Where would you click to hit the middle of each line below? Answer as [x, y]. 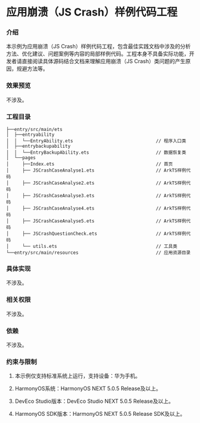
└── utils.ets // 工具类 [100, 247]
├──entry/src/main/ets [34, 130]
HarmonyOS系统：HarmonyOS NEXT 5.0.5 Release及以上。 [88, 388]
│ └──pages [21, 158]
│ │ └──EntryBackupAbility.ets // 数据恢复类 [96, 153]
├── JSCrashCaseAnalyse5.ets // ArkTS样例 [104, 221]
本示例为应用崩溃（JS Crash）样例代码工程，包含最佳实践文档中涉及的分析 [99, 46]
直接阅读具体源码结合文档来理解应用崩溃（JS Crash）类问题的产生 [104, 61]
